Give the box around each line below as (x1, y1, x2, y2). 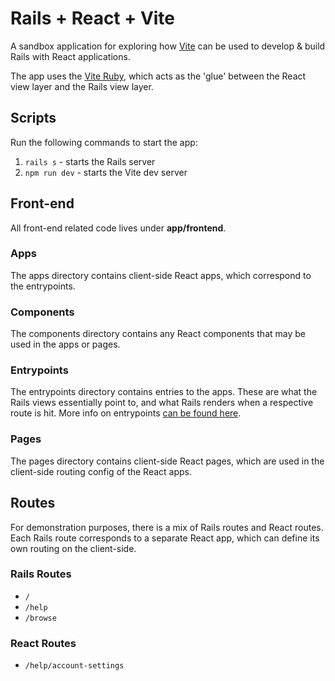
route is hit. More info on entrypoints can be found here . (10, 407, 242, 419)
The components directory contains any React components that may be (10, 328, 306, 340)
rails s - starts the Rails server (24, 155, 156, 167)
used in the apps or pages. (10, 338, 121, 351)
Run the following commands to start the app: (10, 136, 198, 148)
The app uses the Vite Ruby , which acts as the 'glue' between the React (10, 70, 307, 82)
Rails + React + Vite (10, 7, 176, 30)
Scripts (10, 110, 57, 127)
